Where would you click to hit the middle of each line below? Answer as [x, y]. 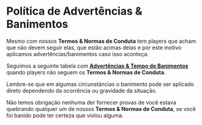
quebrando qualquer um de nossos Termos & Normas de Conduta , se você [101, 109]
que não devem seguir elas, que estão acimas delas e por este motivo [94, 48]
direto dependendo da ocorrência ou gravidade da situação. [82, 90]
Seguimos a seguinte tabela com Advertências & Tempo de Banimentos [97, 66]
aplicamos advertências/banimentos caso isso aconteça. [78, 54]
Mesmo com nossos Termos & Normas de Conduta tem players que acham [101, 41]
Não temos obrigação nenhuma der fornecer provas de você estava [91, 102]
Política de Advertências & [75, 11]
